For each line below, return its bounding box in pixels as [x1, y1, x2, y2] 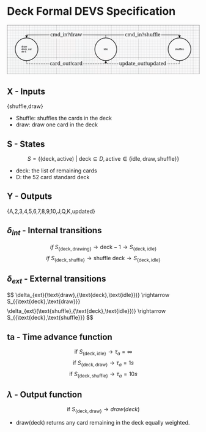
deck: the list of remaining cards [15, 167, 97, 174]
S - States [7, 139, 45, 149]
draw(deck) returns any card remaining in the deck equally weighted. [15, 419, 190, 426]
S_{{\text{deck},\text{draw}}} [7, 298, 81, 305]
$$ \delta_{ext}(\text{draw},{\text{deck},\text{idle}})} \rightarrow [7, 291, 170, 299]
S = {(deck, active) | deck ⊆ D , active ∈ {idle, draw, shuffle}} [27, 155, 180, 163]
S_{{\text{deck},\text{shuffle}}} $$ [7, 314, 94, 322]
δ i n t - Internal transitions [7, 225, 102, 237]
